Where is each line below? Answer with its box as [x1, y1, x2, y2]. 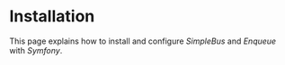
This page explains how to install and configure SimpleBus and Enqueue [9, 36, 277, 46]
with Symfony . [9, 45, 63, 55]
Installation [9, 6, 95, 27]
